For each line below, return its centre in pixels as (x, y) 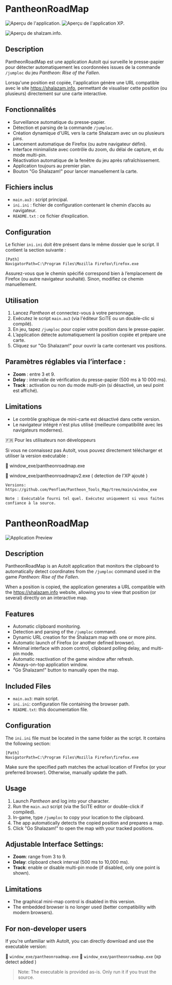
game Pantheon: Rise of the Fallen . (42, 577)
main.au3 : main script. (36, 699)
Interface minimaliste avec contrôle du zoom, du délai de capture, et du (88, 149)
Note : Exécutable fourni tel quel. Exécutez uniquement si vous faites (85, 498)
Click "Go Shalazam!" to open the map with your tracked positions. (83, 828)
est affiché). (25, 391)
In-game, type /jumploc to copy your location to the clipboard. (79, 817)
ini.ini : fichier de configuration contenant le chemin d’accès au (82, 205)
